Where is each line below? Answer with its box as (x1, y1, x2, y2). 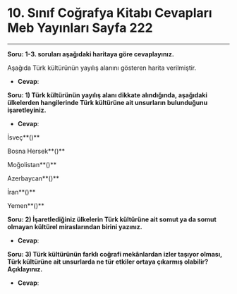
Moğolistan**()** (7, 160, 57, 169)
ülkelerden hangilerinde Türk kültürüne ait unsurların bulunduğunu (7, 98, 208, 106)
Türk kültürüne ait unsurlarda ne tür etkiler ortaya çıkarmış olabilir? (7, 257, 209, 266)
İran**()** (7, 188, 36, 196)
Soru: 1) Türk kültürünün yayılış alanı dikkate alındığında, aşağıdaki (7, 90, 208, 99)
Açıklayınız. (7, 264, 43, 273)
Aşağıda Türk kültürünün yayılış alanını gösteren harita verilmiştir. (7, 63, 197, 72)
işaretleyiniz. (7, 106, 47, 114)
